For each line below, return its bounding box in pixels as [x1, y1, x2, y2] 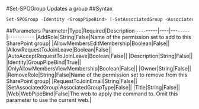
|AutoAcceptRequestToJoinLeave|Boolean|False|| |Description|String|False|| [6, 52, 193, 59]
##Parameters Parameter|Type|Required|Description [6, 27, 135, 34]
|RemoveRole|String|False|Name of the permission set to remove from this [6, 71, 188, 78]
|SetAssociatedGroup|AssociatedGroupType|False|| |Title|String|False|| [6, 84, 181, 91]
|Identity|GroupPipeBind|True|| [6, 59, 81, 66]
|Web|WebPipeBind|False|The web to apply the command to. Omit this [6, 90, 178, 97]
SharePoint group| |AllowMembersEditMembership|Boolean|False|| [6, 40, 170, 47]
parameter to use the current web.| [6, 96, 92, 103]
